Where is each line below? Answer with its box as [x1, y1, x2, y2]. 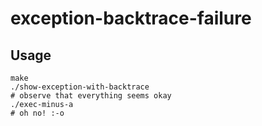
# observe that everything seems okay [10, 91, 172, 101]
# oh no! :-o [10, 108, 65, 118]
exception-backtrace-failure [10, 7, 252, 30]
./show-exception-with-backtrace [10, 82, 150, 92]
